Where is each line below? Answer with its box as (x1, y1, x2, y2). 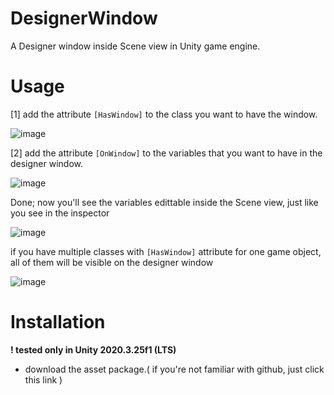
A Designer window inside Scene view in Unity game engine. (10, 40, 261, 52)
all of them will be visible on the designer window (10, 256, 214, 268)
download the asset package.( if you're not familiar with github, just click (24, 363, 325, 375)
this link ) (24, 373, 63, 386)
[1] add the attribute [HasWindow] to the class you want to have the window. (10, 108, 318, 120)
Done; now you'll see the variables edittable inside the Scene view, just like (10, 196, 319, 208)
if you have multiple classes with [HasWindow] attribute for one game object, (10, 245, 322, 257)
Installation (10, 311, 106, 334)
